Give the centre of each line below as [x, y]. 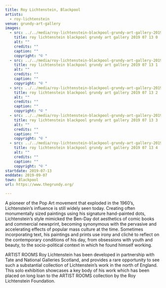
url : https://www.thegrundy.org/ [40, 185]
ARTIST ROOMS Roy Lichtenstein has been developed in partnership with [80, 254]
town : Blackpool [22, 180]
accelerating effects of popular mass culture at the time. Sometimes [74, 229]
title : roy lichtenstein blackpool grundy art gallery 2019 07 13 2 [86, 93]
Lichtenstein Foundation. [30, 281]
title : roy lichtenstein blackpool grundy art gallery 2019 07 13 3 [86, 120]
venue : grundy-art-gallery [33, 24]
